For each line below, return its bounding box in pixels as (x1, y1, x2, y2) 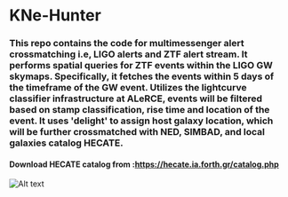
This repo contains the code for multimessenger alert (9, 37, 244, 50)
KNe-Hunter (9, 5, 102, 26)
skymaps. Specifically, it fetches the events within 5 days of (9, 70, 274, 83)
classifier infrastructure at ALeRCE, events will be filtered (9, 92, 263, 105)
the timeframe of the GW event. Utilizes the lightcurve (9, 82, 247, 94)
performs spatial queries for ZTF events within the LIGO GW (9, 59, 274, 72)
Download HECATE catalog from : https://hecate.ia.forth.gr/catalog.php (9, 159, 280, 169)
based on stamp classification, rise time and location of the (9, 104, 270, 116)
